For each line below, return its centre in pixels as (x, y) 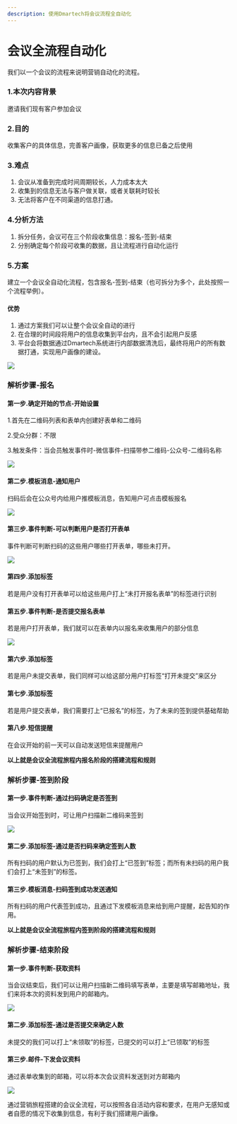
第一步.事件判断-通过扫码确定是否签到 (62, 798)
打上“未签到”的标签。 (50, 872)
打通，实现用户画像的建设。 (64, 352)
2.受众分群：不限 (32, 436)
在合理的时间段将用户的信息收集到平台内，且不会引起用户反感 (107, 334)
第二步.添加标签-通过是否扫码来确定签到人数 (72, 846)
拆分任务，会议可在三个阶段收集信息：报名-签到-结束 (95, 237)
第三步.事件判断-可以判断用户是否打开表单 (69, 529)
